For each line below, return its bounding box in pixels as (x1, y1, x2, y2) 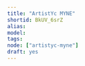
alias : (7, 23, 26, 30)
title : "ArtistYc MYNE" (7, 10, 76, 17)
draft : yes (7, 49, 39, 56)
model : (7, 29, 26, 36)
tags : (7, 36, 23, 43)
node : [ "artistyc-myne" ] (7, 42, 79, 49)
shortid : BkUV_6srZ (7, 16, 64, 23)
